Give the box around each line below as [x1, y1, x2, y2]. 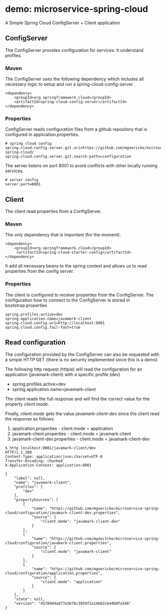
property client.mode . [5, 401, 49, 407]
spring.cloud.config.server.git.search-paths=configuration [5, 154, 132, 159]
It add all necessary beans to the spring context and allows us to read [5, 263, 147, 269]
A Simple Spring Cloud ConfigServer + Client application [5, 20, 120, 26]
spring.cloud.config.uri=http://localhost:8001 [5, 320, 105, 325]
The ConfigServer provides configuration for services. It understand [5, 47, 144, 53]
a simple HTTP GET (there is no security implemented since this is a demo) [5, 356, 158, 362]
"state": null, [14, 596, 45, 602]
